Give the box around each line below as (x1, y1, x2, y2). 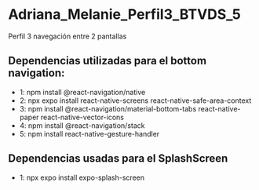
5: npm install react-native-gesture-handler (19, 129, 160, 138)
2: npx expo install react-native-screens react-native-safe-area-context (19, 96, 252, 105)
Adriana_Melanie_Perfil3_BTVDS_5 (8, 5, 241, 24)
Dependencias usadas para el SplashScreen (8, 152, 228, 166)
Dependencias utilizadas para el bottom (8, 54, 206, 68)
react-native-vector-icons (40, 112, 124, 122)
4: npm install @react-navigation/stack (19, 120, 145, 130)
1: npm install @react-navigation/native (19, 87, 146, 97)
